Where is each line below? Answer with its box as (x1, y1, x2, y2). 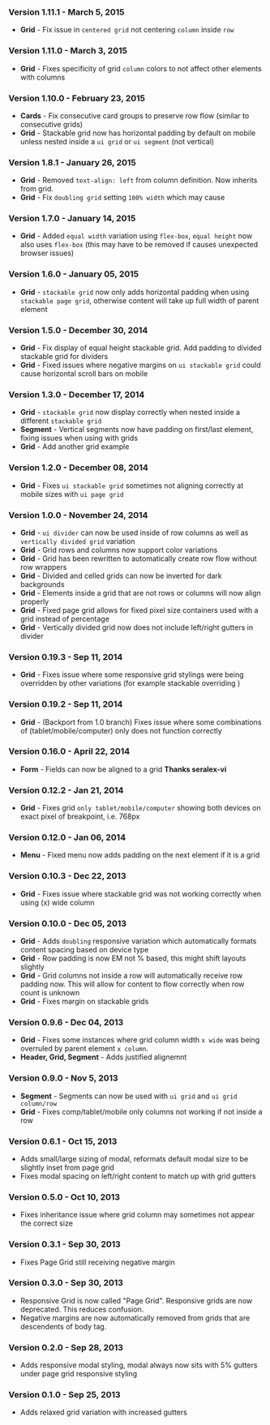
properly (19, 597, 49, 606)
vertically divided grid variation (19, 536, 135, 546)
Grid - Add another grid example (19, 442, 130, 451)
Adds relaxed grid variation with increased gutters (19, 1407, 188, 1417)
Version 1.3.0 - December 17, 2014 (8, 389, 145, 400)
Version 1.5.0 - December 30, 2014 (8, 324, 148, 336)
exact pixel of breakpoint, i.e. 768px (19, 811, 140, 821)
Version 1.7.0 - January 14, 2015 (8, 213, 136, 225)
